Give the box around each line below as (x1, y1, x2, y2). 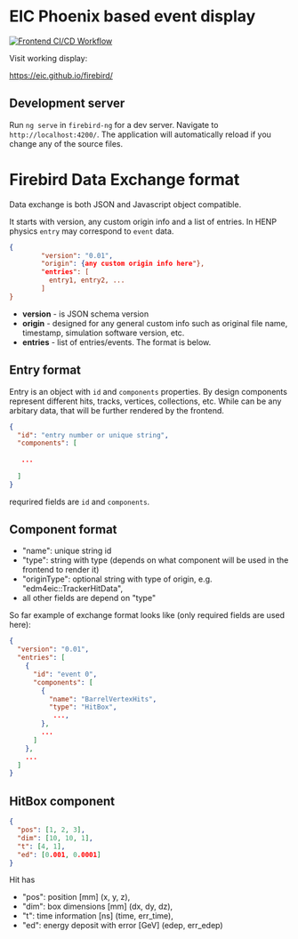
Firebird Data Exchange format (9, 169, 240, 189)
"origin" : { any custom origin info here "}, (41, 260, 205, 269)
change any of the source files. (9, 138, 124, 148)
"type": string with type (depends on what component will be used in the (21, 555, 289, 566)
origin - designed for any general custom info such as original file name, (21, 317, 288, 328)
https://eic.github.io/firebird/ (9, 69, 114, 81)
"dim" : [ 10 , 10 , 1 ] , (17, 833, 93, 842)
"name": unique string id (21, 545, 112, 557)
